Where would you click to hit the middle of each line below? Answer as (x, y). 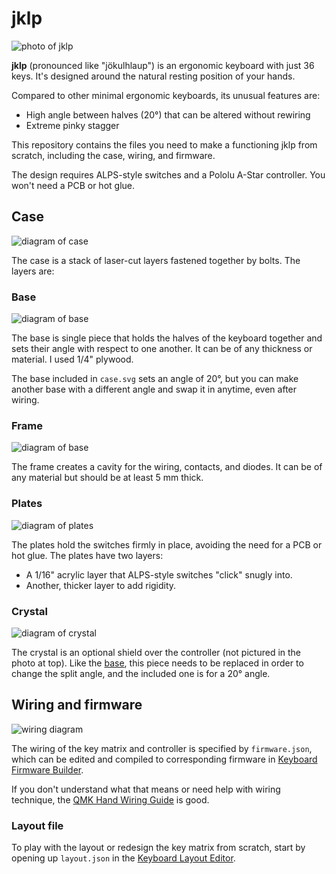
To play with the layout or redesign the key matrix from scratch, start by (158, 848)
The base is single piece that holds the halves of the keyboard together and (167, 338)
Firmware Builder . (47, 769)
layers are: (33, 271)
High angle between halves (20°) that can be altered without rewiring (168, 114)
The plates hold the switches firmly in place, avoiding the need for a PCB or (167, 544)
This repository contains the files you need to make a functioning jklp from (164, 144)
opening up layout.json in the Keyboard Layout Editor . (123, 858)
